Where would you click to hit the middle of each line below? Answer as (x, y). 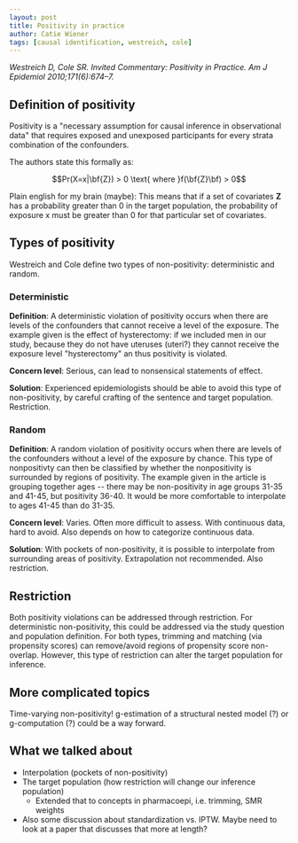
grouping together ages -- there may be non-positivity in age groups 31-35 (146, 487)
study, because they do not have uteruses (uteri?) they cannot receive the (144, 344)
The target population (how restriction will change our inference (138, 782)
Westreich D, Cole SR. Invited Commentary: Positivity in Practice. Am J (138, 67)
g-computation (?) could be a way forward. (88, 723)
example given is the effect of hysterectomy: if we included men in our (138, 335)
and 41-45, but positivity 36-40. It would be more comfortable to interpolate (148, 496)
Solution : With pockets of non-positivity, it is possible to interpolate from (142, 550)
